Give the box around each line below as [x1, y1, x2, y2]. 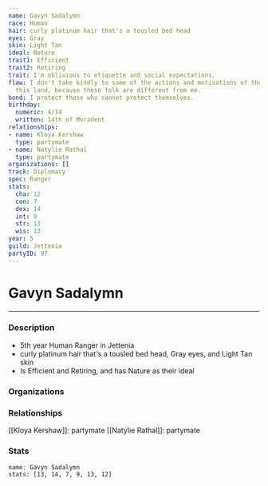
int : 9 [15, 213, 37, 221]
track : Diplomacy [8, 168, 66, 176]
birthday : [8, 101, 41, 109]
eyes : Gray [8, 34, 45, 42]
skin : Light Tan [8, 42, 62, 50]
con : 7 [15, 197, 37, 205]
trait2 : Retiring [8, 64, 66, 72]
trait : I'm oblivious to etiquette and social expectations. [8, 71, 216, 79]
